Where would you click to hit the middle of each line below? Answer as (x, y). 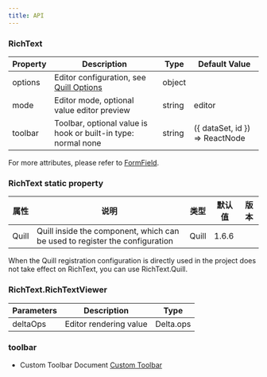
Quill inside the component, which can (108, 231)
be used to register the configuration (105, 241)
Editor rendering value (106, 324)
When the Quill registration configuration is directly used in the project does (132, 261)
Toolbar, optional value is (101, 122)
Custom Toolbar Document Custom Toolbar (91, 365)
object (174, 82)
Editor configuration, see (100, 77)
